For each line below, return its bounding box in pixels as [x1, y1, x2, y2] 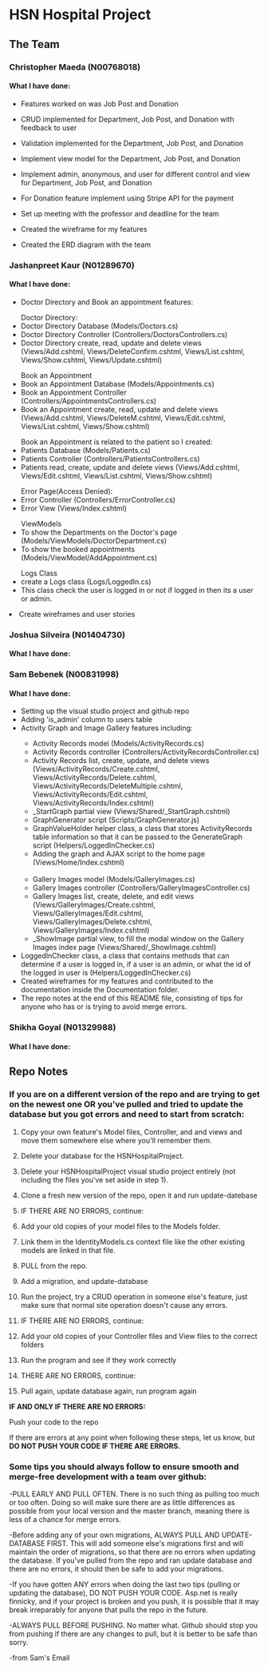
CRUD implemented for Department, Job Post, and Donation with [20, 114, 235, 124]
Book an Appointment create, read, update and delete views [20, 404, 219, 414]
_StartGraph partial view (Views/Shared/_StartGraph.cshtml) [32, 807, 231, 817]
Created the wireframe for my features [20, 224, 148, 233]
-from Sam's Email [9, 1652, 70, 1663]
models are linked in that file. [20, 1245, 116, 1255]
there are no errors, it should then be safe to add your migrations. [9, 1564, 224, 1573]
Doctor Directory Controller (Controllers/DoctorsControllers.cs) [20, 329, 228, 339]
